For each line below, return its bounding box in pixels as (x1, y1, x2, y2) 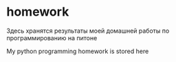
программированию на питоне (6, 33, 98, 42)
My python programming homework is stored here (6, 47, 149, 55)
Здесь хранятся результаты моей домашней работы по (6, 27, 170, 35)
